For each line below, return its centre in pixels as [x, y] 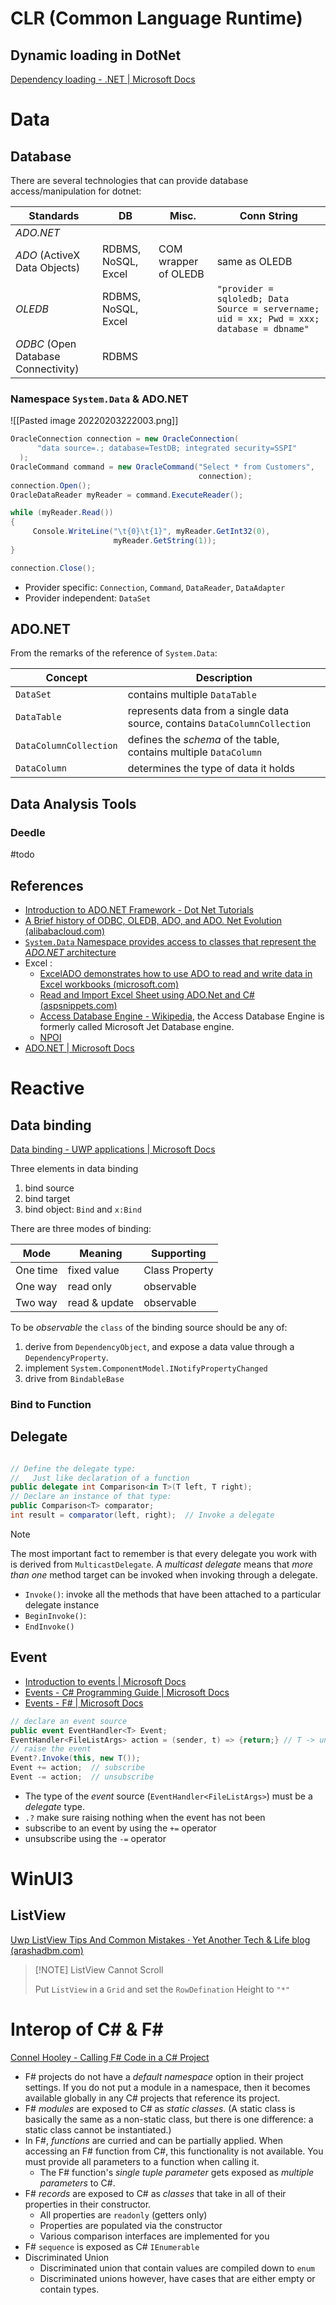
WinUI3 [42, 1879]
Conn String [268, 215]
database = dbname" [263, 328]
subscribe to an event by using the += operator [120, 1828]
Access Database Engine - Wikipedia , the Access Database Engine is [182, 1016]
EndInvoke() [49, 1627]
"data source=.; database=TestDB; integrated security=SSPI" [167, 448]
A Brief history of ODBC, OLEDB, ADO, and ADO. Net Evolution [153, 920]
